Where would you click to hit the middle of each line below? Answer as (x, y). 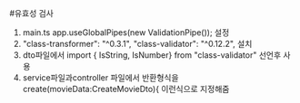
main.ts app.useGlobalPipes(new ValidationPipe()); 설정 (126, 33)
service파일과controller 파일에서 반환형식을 (100, 78)
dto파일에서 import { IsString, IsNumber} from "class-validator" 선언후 (152, 55)
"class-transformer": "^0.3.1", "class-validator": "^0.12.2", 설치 (137, 44)
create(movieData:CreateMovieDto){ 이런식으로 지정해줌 (126, 89)
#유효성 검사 (32, 13)
